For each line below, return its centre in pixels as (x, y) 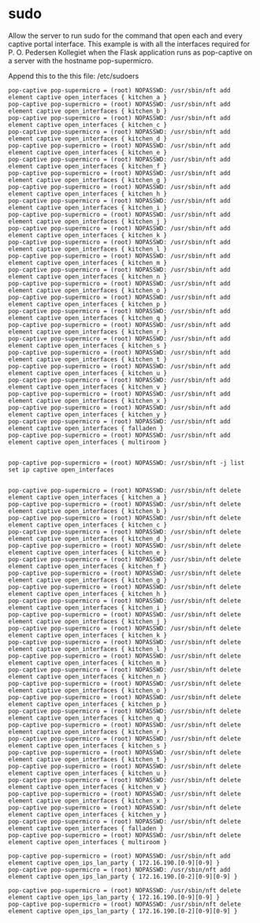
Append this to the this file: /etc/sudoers (74, 76)
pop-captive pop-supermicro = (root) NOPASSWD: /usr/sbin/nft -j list (126, 463)
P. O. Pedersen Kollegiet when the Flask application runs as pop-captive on (130, 52)
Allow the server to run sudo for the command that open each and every (125, 35)
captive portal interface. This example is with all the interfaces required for (129, 43)
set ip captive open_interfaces (61, 470)
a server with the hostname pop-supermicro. (81, 61)
